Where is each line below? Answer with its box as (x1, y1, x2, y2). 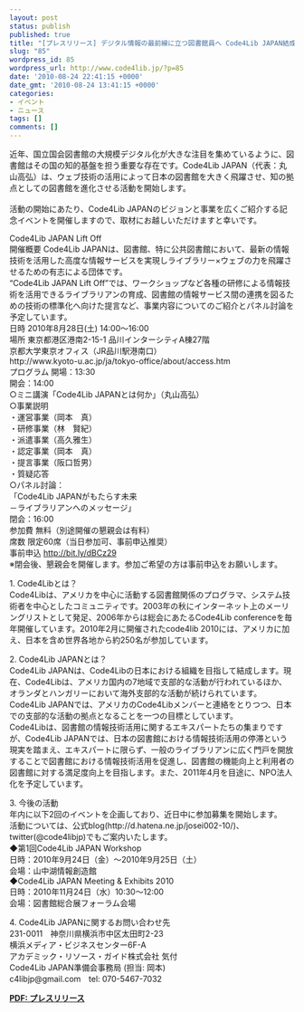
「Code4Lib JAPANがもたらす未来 (9, 491, 138, 501)
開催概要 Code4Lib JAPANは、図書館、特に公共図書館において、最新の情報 (9, 243, 290, 254)
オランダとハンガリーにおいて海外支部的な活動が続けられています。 (9, 688, 262, 698)
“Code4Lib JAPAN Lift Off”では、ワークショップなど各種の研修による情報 (9, 278, 283, 288)
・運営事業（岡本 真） (9, 412, 97, 422)
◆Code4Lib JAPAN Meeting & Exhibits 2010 (9, 875, 175, 886)
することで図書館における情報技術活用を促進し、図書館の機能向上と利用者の (9, 756, 295, 766)
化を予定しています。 (9, 778, 89, 788)
